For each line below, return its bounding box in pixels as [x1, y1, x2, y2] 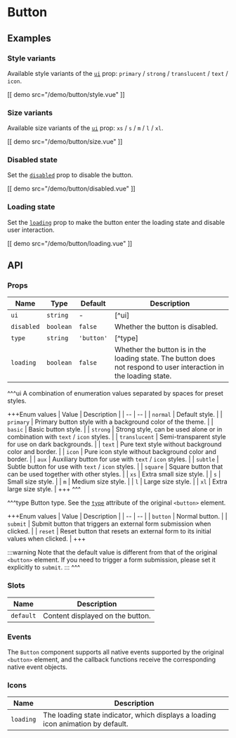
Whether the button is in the [114, 345, 206, 355]
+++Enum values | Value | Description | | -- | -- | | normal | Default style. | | [7, 410, 223, 419]
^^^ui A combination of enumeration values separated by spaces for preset [7, 389, 223, 398]
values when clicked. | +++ [7, 535, 86, 543]
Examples [7, 32, 51, 44]
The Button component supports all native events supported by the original [7, 648, 225, 656]
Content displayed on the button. [43, 611, 151, 621]
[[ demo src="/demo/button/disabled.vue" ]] [7, 184, 136, 193]
